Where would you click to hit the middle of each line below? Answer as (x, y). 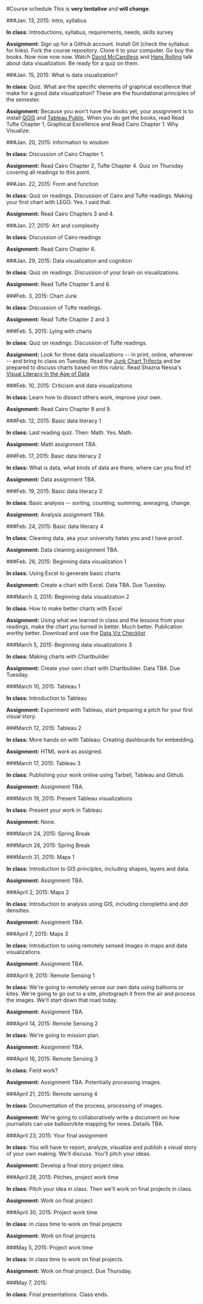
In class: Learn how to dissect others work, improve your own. (84, 397)
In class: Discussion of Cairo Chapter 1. (55, 154)
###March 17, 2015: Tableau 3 (43, 763)
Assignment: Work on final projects (51, 1236)
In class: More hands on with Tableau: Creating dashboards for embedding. (101, 740)
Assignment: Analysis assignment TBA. (56, 515)
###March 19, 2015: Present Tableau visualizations (69, 798)
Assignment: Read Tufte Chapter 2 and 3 (58, 319)
